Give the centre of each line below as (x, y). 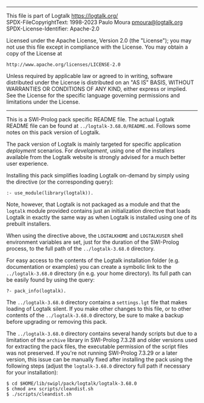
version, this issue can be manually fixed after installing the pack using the (100, 359)
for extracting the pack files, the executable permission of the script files (97, 346)
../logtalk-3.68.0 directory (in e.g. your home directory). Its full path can (99, 273)
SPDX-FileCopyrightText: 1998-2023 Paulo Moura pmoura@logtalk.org (95, 22)
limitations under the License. (43, 102)
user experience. (27, 163)
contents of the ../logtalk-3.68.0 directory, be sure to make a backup (95, 315)
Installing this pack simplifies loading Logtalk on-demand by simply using (98, 175)
